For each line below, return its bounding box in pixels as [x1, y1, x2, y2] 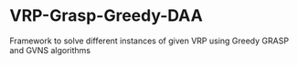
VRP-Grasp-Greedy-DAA [9, 5, 203, 26]
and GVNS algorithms [9, 44, 91, 55]
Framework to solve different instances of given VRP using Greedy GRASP [9, 35, 290, 46]
